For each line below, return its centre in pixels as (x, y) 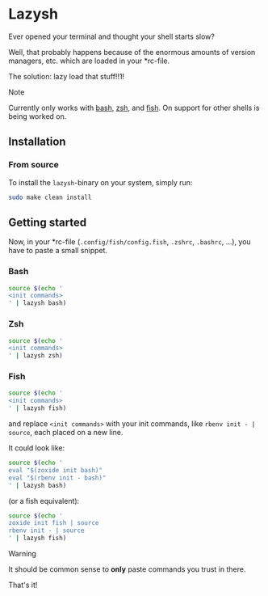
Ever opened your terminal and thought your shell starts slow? (112, 36)
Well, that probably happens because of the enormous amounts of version (132, 52)
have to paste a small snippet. (58, 251)
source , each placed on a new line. (66, 433)
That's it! (23, 585)
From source (33, 165)
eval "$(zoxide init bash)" (56, 470)
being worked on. (38, 116)
